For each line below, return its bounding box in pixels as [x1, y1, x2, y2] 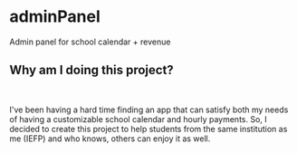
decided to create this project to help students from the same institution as [9, 123, 288, 134]
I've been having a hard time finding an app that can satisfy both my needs [9, 104, 289, 115]
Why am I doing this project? [9, 62, 174, 78]
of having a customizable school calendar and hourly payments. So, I [9, 113, 267, 124]
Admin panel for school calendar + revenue [9, 36, 171, 47]
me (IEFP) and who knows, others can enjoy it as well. [9, 133, 211, 144]
